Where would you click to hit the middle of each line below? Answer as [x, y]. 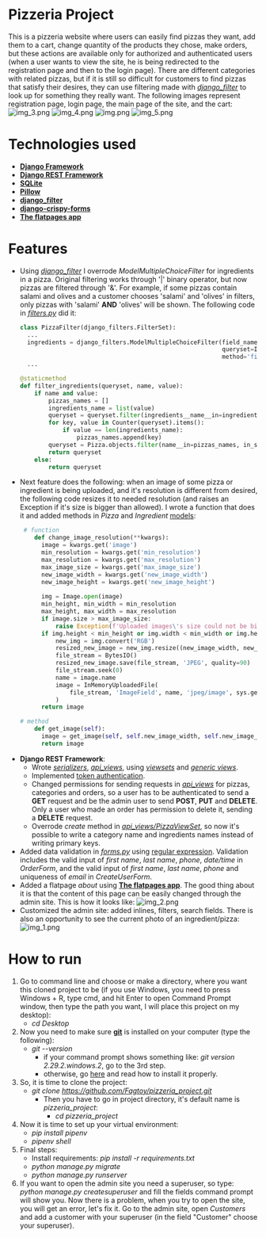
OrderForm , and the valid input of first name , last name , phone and [129, 868]
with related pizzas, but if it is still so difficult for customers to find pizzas [127, 78]
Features [38, 249]
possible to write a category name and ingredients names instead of [142, 835]
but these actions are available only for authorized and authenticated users [131, 53]
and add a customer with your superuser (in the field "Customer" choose [139, 1217]
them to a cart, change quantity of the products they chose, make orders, [128, 44]
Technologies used [72, 145]
